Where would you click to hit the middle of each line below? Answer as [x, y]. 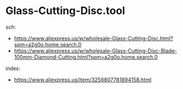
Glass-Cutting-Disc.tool [65, 11]
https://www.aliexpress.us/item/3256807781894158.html [83, 80]
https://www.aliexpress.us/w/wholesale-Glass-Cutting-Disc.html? [94, 38]
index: [13, 68]
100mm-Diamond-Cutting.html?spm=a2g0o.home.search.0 [86, 57]
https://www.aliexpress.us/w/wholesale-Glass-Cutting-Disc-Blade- [95, 50]
